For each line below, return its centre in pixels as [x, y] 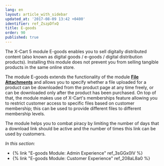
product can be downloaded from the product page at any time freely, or [80, 87]
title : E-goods [21, 28]
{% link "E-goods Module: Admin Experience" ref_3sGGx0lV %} [78, 153]
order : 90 [15, 33]
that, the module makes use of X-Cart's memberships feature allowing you [81, 98]
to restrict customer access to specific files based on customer [70, 103]
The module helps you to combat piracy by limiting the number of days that [82, 123]
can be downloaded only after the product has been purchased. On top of [81, 93]
